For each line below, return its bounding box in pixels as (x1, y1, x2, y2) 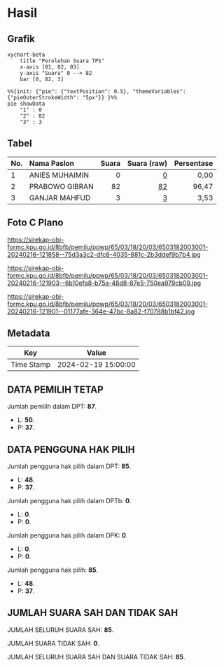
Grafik (7, 33, 35, 45)
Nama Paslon (29, 158, 75, 168)
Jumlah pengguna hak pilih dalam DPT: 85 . (7, 462, 132, 470)
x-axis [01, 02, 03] (20, 64, 80, 71)
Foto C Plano (7, 217, 64, 229)
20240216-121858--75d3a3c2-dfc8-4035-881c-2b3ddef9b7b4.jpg (7, 250, 201, 258)
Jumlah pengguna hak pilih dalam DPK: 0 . (7, 531, 128, 540)
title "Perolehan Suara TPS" (20, 57, 105, 64)
